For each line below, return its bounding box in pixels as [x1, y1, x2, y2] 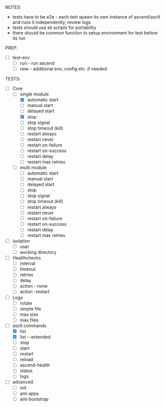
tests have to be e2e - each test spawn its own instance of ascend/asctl [12, 14, 161, 19]
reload [19, 356, 33, 362]
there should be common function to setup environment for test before [12, 30, 158, 35]
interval [19, 260, 36, 266]
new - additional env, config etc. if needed [19, 66, 107, 72]
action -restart [19, 288, 50, 294]
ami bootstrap [19, 396, 49, 402]
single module [19, 91, 49, 97]
